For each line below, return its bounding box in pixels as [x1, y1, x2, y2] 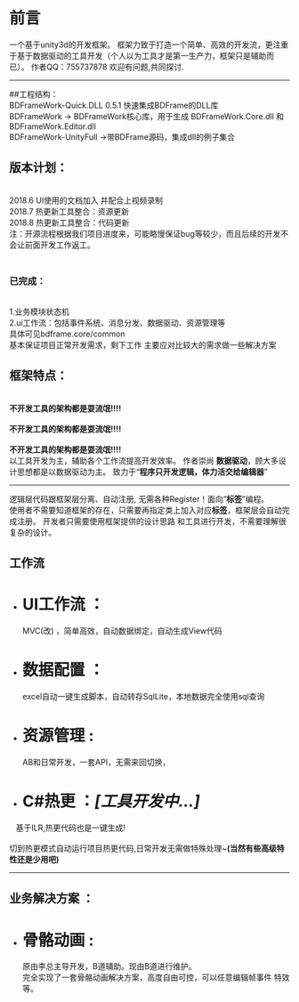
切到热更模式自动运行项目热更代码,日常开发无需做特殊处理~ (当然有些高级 [9, 843, 278, 853]
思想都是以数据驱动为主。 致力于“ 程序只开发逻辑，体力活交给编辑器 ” [16, 466, 269, 477]
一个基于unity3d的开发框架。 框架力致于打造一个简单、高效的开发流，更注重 [9, 39, 289, 50]
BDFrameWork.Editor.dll [9, 121, 96, 132]
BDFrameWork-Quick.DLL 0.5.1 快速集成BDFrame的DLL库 [9, 100, 219, 110]
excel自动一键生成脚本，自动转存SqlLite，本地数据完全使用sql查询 [21, 691, 265, 702]
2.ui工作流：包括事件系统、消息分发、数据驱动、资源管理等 [9, 318, 226, 328]
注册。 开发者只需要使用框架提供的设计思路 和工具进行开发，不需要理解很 [16, 515, 287, 526]
